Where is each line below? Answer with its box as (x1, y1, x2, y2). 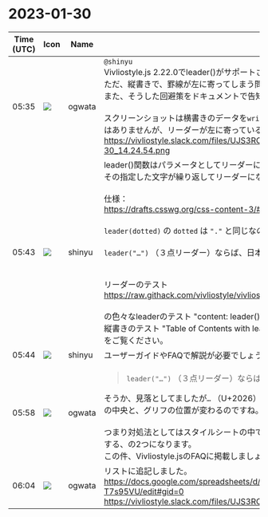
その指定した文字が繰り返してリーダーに (103, 171, 256, 182)
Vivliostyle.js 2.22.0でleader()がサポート (103, 66, 257, 77)
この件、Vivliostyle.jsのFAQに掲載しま (103, 450, 246, 461)
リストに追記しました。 (103, 465, 192, 476)
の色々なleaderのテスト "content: (103, 310, 229, 322)
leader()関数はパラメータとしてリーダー (103, 159, 254, 170)
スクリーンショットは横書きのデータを (103, 112, 247, 124)
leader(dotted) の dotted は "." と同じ (103, 225, 249, 236)
